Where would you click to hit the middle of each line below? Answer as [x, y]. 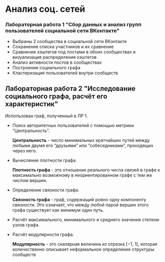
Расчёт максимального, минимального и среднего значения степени [86, 220]
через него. [24, 151]
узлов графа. [26, 225]
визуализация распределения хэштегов [54, 57]
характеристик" [32, 104]
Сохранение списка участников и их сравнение [63, 47]
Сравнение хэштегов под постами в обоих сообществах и [74, 52]
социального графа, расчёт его [56, 96]
